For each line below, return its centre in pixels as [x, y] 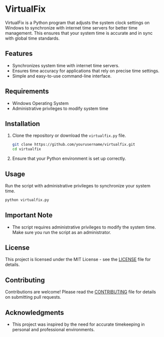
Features [19, 54]
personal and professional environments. [53, 330]
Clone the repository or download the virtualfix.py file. [69, 135]
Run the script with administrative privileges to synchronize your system [78, 185]
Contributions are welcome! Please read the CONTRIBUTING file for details [81, 292]
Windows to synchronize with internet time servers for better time [71, 27]
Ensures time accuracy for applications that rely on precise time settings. [86, 71]
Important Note [29, 215]
